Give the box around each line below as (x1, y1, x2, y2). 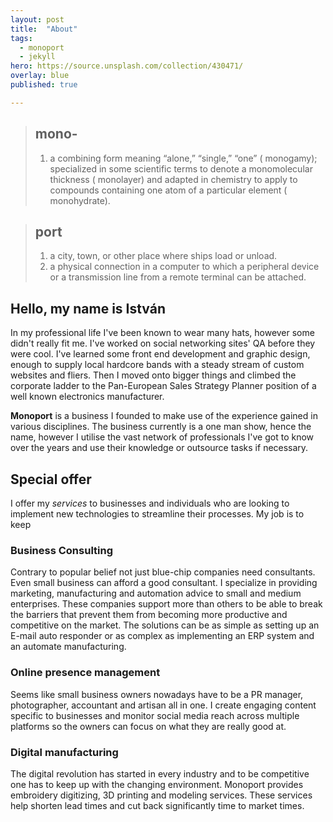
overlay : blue (10, 71, 70, 81)
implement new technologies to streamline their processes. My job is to (10, 508, 305, 520)
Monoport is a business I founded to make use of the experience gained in (10, 410, 318, 422)
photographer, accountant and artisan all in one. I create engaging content (10, 699, 317, 711)
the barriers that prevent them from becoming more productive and (10, 609, 288, 621)
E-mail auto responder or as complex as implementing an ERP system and (10, 630, 315, 642)
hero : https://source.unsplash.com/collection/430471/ (10, 61, 244, 71)
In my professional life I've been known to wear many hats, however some (10, 327, 315, 339)
